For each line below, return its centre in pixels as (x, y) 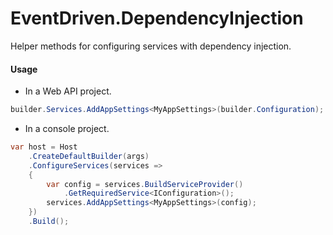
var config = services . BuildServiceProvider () (145, 184)
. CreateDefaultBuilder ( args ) (89, 156)
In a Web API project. (68, 91)
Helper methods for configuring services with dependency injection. (151, 46)
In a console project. (67, 129)
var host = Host (44, 147)
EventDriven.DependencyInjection (157, 18)
